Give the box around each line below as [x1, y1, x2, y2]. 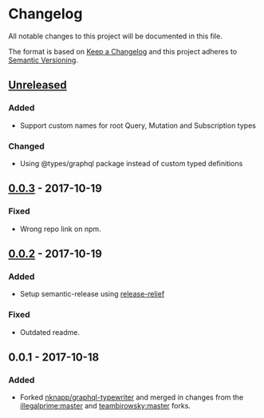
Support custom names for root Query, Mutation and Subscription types [19, 121, 257, 130]
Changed [8, 141, 45, 152]
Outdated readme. [19, 327, 81, 336]
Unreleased [8, 78, 68, 92]
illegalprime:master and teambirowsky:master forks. [19, 401, 191, 411]
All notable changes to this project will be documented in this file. [8, 31, 223, 41]
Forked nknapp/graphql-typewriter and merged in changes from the [19, 392, 244, 402]
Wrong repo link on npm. [19, 224, 101, 233]
